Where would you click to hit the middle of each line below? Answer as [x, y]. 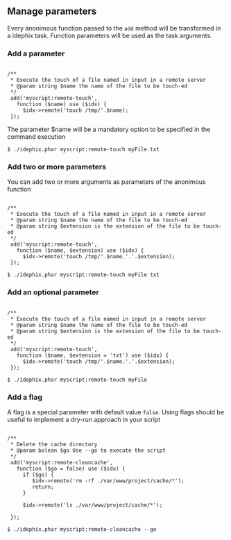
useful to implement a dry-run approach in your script [84, 420]
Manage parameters [52, 11]
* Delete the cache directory [54, 444]
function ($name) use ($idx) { [62, 104]
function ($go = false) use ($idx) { [71, 469]
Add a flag [25, 397]
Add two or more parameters [57, 167]
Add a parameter [36, 53]
